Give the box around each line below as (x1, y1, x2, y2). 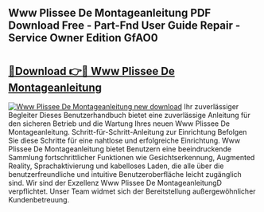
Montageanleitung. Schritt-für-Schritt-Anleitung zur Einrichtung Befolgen (8, 128, 247, 136)
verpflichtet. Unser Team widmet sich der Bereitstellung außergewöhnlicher (8, 186, 256, 196)
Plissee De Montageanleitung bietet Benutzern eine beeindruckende (8, 144, 232, 154)
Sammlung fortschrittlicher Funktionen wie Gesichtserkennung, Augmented (8, 153, 255, 162)
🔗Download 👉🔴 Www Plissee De (8, 64, 175, 78)
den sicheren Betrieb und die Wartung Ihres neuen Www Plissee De (8, 119, 231, 128)
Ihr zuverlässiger (184, 102, 239, 111)
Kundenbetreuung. (8, 195, 70, 204)
